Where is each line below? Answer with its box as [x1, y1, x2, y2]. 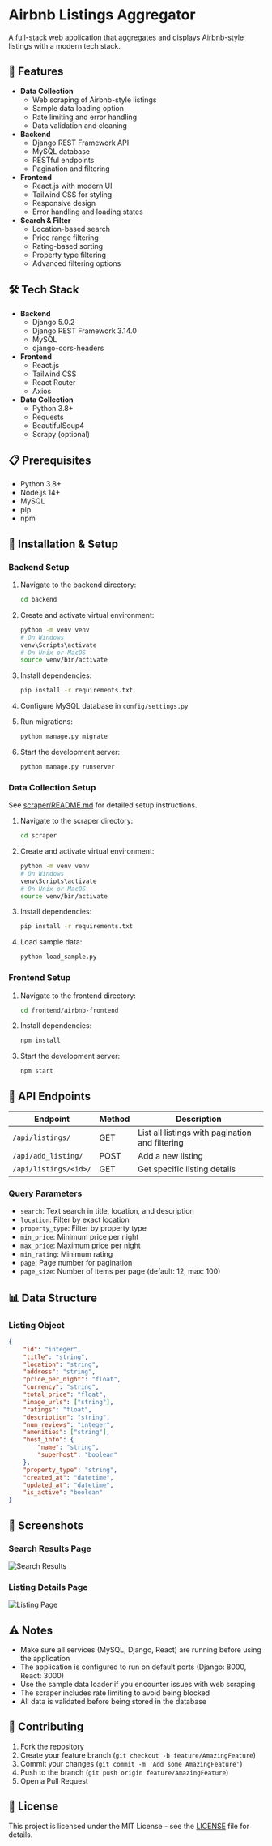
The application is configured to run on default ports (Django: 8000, [19, 1662, 247, 1672]
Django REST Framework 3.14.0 [32, 326, 138, 336]
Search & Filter [19, 215, 71, 225]
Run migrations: [19, 717, 73, 726]
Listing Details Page [8, 1581, 88, 1592]
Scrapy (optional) [32, 429, 91, 439]
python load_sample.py [19, 953, 97, 962]
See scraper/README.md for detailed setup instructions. [8, 800, 198, 810]
